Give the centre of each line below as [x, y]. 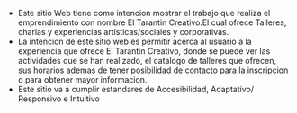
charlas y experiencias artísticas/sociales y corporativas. [123, 32]
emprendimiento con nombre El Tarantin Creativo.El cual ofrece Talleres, [152, 22]
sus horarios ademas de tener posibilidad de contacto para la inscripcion [153, 70]
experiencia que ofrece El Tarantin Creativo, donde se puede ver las [144, 51]
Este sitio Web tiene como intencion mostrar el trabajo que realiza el [144, 13]
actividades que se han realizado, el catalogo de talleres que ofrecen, [147, 61]
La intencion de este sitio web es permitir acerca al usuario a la [135, 41]
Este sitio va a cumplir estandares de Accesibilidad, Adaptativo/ [136, 89]
